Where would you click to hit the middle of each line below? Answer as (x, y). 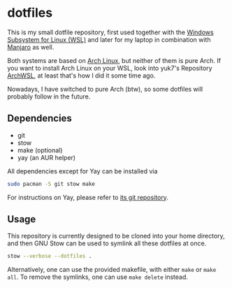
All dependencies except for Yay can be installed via (82, 171)
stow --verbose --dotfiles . (50, 257)
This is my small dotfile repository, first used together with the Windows (111, 32)
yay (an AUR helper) (46, 157)
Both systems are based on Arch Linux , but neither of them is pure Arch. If (114, 60)
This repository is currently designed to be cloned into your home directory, (116, 236)
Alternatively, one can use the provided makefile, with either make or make (112, 270)
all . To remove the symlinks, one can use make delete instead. (98, 277)
